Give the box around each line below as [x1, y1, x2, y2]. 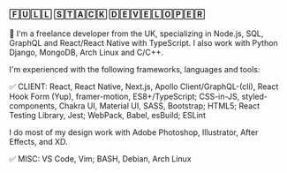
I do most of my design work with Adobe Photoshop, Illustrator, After [9, 127, 259, 138]
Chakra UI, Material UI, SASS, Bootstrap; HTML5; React [58, 101, 261, 111]
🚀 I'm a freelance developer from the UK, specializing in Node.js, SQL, [9, 28, 264, 39]
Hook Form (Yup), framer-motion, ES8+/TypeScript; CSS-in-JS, [9, 91, 240, 102]
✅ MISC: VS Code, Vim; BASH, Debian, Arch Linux [9, 154, 192, 164]
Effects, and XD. [9, 137, 68, 147]
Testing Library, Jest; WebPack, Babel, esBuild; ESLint [9, 110, 206, 121]
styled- [241, 91, 268, 102]
